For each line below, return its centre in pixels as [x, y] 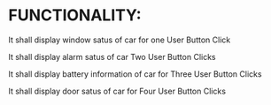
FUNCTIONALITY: [75, 15]
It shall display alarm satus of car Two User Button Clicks [112, 56]
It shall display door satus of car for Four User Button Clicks [117, 91]
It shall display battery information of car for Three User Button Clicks [135, 74]
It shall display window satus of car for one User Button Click [120, 40]
